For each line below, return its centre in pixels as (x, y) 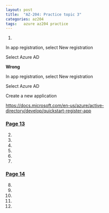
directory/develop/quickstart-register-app (49, 111)
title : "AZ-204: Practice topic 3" (44, 14)
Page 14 (15, 174)
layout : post (19, 10)
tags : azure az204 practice (37, 24)
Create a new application (31, 96)
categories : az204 (25, 19)
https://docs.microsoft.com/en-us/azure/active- (55, 106)
